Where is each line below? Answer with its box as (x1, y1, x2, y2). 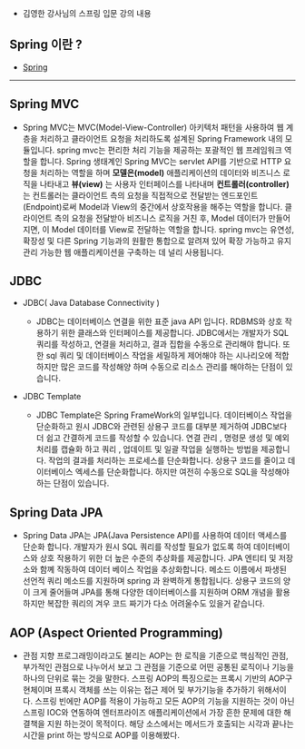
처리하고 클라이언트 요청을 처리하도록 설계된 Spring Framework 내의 (39, 133, 283, 143)
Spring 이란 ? (9, 37, 84, 53)
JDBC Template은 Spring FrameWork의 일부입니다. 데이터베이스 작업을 (35, 409, 293, 420)
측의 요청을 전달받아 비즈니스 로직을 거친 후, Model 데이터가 (54, 212, 267, 223)
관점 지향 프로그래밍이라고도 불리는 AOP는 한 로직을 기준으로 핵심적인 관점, (22, 650, 289, 661)
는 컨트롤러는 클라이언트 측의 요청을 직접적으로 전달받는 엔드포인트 (22, 190, 259, 201)
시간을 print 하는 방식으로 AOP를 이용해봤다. (22, 730, 180, 741)
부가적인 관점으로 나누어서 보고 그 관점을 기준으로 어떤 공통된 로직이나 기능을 (22, 662, 295, 673)
